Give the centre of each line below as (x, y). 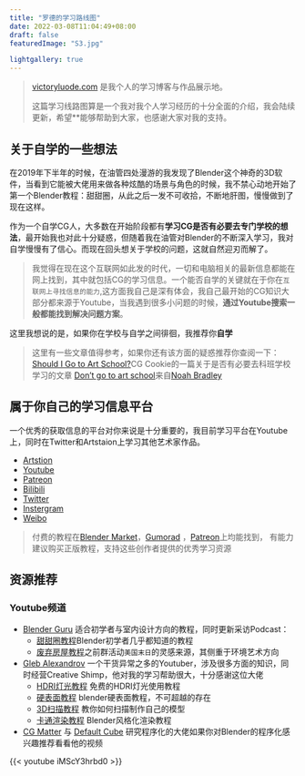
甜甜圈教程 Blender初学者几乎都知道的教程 (115, 641)
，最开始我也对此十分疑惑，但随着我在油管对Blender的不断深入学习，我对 (156, 237)
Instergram (43, 508)
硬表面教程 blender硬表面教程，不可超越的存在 (123, 698)
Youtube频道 (38, 608)
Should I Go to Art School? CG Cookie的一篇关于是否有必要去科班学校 (161, 363)
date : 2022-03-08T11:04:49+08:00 (73, 26)
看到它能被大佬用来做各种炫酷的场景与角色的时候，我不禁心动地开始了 (165, 184)
